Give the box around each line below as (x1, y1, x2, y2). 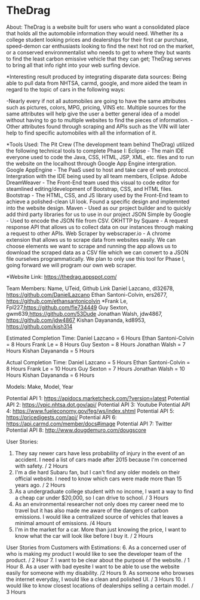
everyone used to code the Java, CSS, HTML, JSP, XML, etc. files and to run (6, 153, 194, 160)
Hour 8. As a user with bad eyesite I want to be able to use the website (6, 563, 180, 570)
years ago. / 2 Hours (14, 481, 66, 488)
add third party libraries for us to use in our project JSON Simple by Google (6, 211, 191, 218)
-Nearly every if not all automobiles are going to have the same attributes (6, 97, 186, 105)
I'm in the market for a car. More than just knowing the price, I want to (14, 526, 187, 533)
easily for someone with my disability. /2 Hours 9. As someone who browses (6, 569, 194, 576)
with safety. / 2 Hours (14, 462, 68, 470)
